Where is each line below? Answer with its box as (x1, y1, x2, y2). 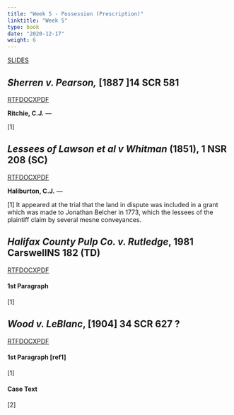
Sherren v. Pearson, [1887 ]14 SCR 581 (7, 76, 180, 88)
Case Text (7, 385, 37, 393)
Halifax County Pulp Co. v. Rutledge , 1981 (7, 236, 194, 248)
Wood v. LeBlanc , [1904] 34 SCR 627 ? (7, 318, 180, 330)
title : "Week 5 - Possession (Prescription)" (7, 10, 144, 18)
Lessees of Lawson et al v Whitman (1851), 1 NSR (7, 143, 228, 156)
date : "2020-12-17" (7, 30, 65, 37)
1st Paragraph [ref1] (7, 353, 66, 361)
